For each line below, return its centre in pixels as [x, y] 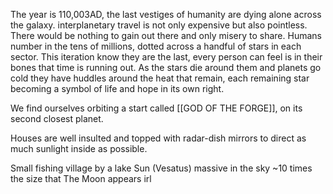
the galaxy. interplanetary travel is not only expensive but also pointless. [159, 25]
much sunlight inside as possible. [79, 148]
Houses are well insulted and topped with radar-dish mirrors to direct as [158, 138]
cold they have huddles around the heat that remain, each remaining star [160, 78]
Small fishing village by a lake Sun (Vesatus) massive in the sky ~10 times [161, 168]
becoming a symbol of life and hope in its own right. [117, 88]
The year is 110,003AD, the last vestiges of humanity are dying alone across [166, 14]
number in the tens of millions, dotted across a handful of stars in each [156, 46]
